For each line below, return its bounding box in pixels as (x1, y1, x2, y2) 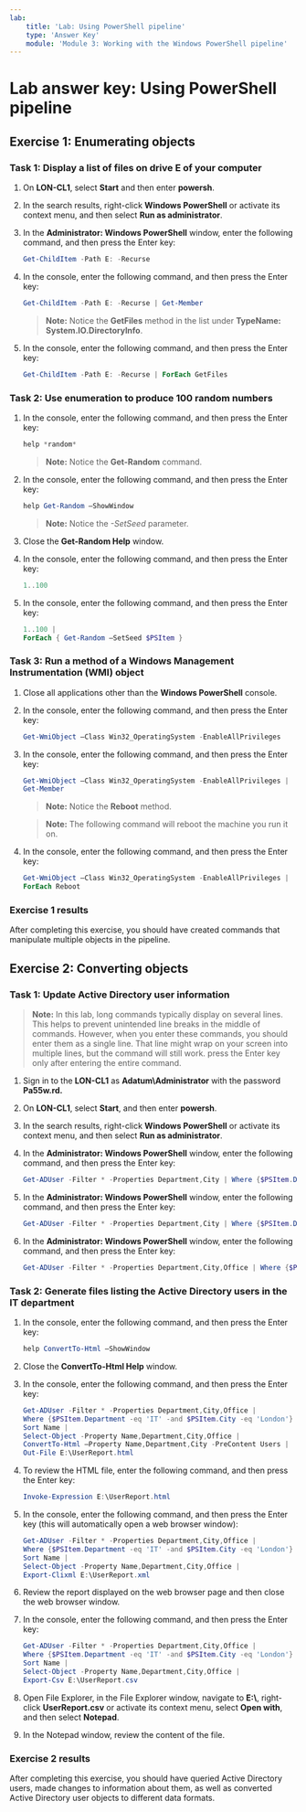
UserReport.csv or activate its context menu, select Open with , (42, 1701, 283, 1712)
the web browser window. (22, 1596, 121, 1607)
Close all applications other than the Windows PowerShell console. (22, 687, 278, 698)
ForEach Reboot (22, 882, 81, 891)
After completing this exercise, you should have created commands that (9, 924, 280, 935)
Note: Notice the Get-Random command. (45, 456, 203, 467)
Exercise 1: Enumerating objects (9, 133, 196, 149)
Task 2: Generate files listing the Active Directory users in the (9, 1284, 288, 1297)
